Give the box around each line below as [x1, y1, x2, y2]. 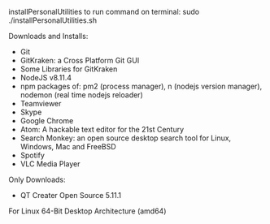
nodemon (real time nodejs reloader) [20, 90, 144, 100]
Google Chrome [20, 116, 74, 125]
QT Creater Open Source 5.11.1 [20, 191, 122, 200]
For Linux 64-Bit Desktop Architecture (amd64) [8, 206, 167, 216]
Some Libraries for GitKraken [20, 64, 118, 74]
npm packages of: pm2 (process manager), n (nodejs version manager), [20, 81, 263, 91]
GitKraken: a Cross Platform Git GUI [20, 56, 140, 65]
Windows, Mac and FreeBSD [20, 142, 116, 151]
